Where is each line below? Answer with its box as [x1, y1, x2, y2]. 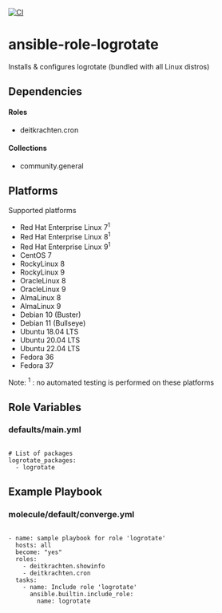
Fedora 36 [19, 352, 54, 362]
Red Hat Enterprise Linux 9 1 [19, 240, 111, 251]
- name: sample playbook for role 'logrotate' [8, 534, 166, 542]
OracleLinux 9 [19, 284, 66, 294]
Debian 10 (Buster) [19, 310, 81, 319]
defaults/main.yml [8, 424, 81, 435]
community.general [19, 160, 84, 171]
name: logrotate [37, 597, 91, 605]
